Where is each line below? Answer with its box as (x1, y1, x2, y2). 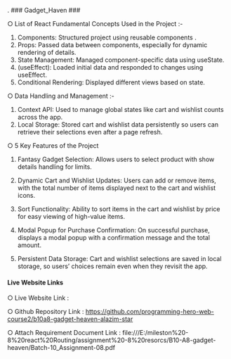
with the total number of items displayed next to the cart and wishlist (17, 184, 216, 192)
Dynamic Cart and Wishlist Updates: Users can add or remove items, (17, 176, 216, 184)
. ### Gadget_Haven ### (7, 6, 81, 14)
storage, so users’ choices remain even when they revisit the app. (17, 262, 209, 270)
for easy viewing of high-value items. (17, 213, 125, 220)
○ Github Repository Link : (7, 308, 84, 316)
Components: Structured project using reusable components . (17, 33, 197, 42)
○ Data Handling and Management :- (7, 92, 114, 100)
